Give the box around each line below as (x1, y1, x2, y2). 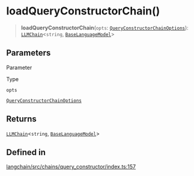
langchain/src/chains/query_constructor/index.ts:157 (6, 163, 136, 171)
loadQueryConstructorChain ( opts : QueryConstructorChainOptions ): (20, 24, 189, 31)
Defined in (6, 147, 46, 157)
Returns (6, 114, 37, 124)
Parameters (6, 48, 51, 58)
